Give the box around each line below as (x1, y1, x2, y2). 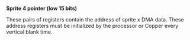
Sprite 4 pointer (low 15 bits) (6, 5, 78, 12)
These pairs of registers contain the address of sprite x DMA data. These (6, 16, 185, 23)
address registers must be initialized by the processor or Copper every (6, 23, 179, 29)
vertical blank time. (6, 28, 53, 35)
